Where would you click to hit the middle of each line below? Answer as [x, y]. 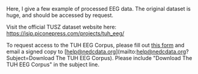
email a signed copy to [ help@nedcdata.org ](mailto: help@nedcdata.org [96, 52]
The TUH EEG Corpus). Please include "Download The [124, 58]
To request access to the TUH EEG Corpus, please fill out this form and [95, 45]
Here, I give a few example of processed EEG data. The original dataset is [98, 9]
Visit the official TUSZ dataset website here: [62, 27]
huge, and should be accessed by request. [60, 15]
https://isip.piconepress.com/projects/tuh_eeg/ [65, 33]
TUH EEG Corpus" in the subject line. [53, 64]
